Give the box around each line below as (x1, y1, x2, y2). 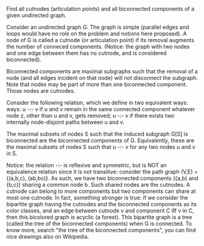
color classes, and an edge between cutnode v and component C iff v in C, (6, 207, 194, 214)
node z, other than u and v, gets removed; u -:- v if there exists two (6, 112, 175, 119)
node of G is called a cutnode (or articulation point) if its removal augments (6, 37, 195, 43)
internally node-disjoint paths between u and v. (6, 118, 125, 126)
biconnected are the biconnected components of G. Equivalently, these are (6, 137, 195, 144)
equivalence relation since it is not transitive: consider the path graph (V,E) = (6, 168, 198, 175)
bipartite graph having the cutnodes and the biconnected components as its (6, 201, 197, 208)
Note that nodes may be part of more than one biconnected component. (6, 81, 188, 88)
